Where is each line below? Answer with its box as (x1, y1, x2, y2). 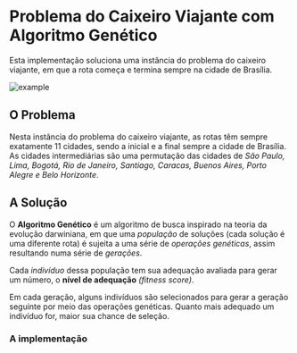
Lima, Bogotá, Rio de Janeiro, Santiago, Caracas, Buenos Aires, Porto (9, 159, 268, 171)
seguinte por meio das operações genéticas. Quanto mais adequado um (9, 301, 275, 312)
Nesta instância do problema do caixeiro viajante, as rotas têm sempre (9, 131, 268, 142)
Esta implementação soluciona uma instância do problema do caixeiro (9, 55, 266, 65)
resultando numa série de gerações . (9, 248, 143, 258)
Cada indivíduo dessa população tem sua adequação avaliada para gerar (9, 265, 278, 275)
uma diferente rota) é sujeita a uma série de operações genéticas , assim (9, 238, 276, 248)
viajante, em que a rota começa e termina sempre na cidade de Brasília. (9, 64, 273, 75)
